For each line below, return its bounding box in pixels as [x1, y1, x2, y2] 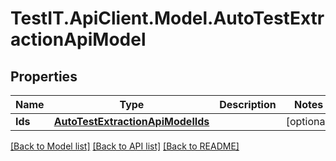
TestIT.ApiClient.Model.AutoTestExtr [10, 7, 325, 30]
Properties [10, 68, 78, 85]
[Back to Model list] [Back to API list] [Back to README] [10, 140, 240, 152]
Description [219, 98, 277, 111]
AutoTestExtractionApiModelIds [53, 115, 210, 128]
